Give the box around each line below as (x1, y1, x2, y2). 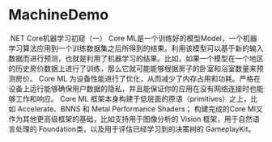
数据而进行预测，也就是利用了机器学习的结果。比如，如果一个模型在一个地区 (8, 53, 264, 63)
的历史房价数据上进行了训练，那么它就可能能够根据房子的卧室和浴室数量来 (8, 63, 257, 73)
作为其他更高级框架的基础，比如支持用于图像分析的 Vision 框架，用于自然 (8, 114, 253, 123)
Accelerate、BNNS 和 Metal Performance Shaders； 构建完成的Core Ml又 (17, 103, 263, 114)
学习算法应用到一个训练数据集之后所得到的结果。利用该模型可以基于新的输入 (8, 43, 264, 53)
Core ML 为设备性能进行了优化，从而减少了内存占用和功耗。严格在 (38, 73, 261, 83)
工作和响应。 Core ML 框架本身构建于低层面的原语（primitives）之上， (15, 94, 251, 103)
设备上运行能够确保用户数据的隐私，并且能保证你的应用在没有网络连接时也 (8, 83, 257, 94)
